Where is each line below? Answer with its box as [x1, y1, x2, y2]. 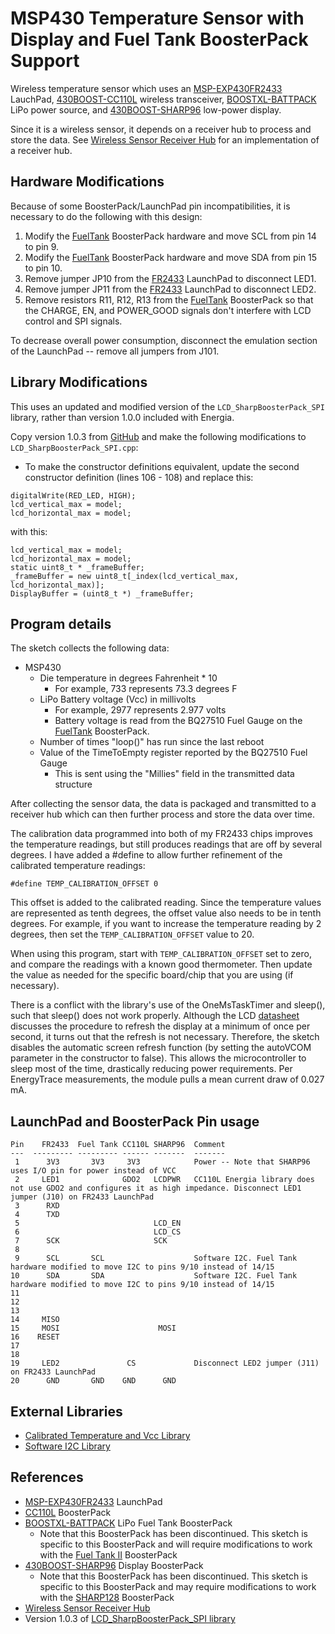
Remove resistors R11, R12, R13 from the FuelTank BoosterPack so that [24, 293, 314, 306]
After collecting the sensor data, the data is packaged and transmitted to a [10, 798, 317, 810]
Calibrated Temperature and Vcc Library [24, 1430, 191, 1441]
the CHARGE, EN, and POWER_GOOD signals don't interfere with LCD [24, 304, 312, 316]
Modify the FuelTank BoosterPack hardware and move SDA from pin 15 [24, 251, 318, 263]
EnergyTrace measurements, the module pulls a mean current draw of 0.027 [10, 1073, 325, 1086]
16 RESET [10, 1332, 60, 1342]
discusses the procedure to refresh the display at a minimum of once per [10, 1020, 311, 1032]
